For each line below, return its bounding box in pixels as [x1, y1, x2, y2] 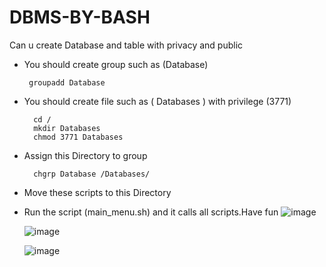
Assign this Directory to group [23, 149, 148, 161]
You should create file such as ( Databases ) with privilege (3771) [23, 95, 292, 107]
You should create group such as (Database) [23, 58, 209, 70]
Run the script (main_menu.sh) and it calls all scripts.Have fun [23, 206, 279, 218]
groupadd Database [28, 77, 106, 88]
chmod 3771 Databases [33, 132, 124, 142]
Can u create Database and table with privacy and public [9, 39, 244, 51]
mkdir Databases [33, 123, 101, 133]
